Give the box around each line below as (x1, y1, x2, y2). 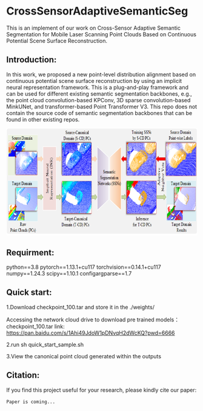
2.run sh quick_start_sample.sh (6, 341, 84, 348)
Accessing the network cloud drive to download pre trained (6, 316, 155, 323)
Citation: (6, 370, 40, 381)
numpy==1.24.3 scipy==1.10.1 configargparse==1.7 (6, 270, 132, 277)
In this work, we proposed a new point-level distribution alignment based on (6, 71, 196, 78)
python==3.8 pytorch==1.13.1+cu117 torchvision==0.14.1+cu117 (6, 263, 162, 271)
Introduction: (6, 54, 57, 65)
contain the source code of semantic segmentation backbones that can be (6, 109, 193, 116)
